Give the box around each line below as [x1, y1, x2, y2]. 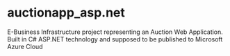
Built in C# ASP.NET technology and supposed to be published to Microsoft [7, 35, 223, 43]
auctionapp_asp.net [7, 5, 125, 21]
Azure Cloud [7, 42, 43, 50]
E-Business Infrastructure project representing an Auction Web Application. [7, 28, 224, 36]
